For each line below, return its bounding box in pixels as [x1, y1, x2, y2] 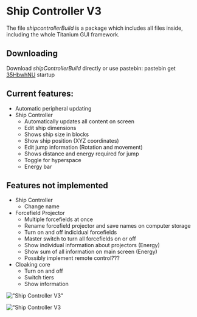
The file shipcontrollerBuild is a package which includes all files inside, [6, 24, 184, 32]
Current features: [6, 89, 74, 99]
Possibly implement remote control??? [24, 254, 120, 262]
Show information [24, 281, 69, 288]
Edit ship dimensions [24, 124, 77, 131]
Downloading [6, 49, 58, 59]
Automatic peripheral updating [15, 104, 92, 112]
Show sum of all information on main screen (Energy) [24, 248, 158, 256]
